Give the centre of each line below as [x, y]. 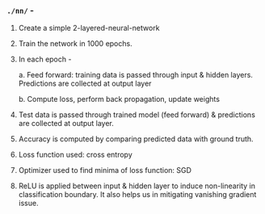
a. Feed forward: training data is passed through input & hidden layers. [135, 75]
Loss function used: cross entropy [76, 155]
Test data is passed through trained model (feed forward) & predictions [137, 115]
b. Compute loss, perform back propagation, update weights [119, 99]
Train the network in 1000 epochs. [76, 44]
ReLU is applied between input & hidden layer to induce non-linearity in [137, 186]
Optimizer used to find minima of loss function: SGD [105, 170]
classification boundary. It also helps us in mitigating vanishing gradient [137, 195]
